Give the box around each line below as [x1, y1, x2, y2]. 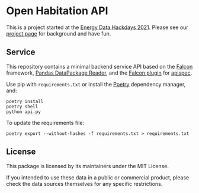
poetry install [6, 98, 44, 104]
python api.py [6, 108, 41, 115]
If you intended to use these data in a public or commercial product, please [6, 173, 190, 181]
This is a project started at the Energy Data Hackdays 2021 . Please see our [6, 24, 188, 31]
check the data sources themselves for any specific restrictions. [6, 180, 163, 187]
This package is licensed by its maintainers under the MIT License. [6, 162, 169, 169]
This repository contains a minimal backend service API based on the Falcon [6, 63, 193, 70]
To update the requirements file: [6, 119, 85, 126]
